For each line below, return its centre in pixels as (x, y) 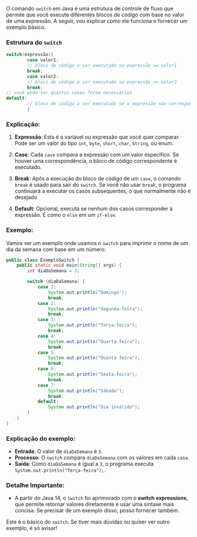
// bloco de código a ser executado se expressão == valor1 (102, 66)
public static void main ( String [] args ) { (69, 266)
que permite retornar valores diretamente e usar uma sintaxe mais (94, 504)
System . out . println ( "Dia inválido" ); (94, 407)
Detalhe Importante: (35, 485)
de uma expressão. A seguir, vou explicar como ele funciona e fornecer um (97, 21)
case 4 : (47, 336)
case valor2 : (43, 76)
